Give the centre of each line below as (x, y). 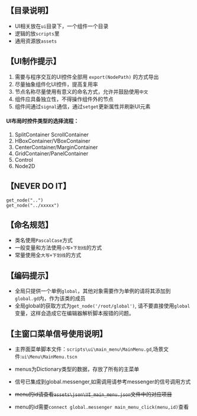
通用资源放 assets (36, 41)
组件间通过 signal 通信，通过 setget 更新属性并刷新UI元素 (83, 106)
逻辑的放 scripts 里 (37, 33)
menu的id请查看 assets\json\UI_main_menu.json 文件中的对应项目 (93, 394)
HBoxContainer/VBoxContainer (52, 140)
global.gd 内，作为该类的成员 (50, 299)
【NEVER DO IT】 (38, 186)
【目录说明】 (30, 11)
